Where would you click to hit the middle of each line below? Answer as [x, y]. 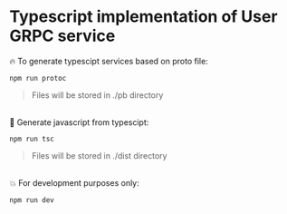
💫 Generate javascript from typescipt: [79, 122]
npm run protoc [38, 78]
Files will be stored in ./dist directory [99, 155]
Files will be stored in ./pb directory [97, 95]
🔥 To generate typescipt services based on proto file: [109, 61]
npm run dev [32, 200]
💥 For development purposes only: [75, 182]
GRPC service [62, 36]
